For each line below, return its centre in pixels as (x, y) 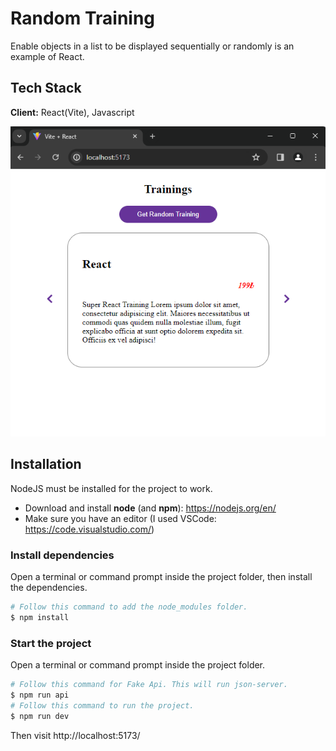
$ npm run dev (40, 716)
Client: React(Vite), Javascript (72, 112)
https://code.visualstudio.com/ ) (89, 529)
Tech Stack (46, 88)
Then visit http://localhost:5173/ (75, 735)
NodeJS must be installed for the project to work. (111, 488)
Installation (46, 464)
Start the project (51, 643)
